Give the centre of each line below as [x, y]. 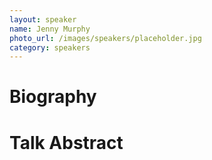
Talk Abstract [66, 142]
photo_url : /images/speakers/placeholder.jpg [105, 38]
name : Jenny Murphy [50, 29]
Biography [53, 97]
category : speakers [50, 47]
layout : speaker [43, 19]
